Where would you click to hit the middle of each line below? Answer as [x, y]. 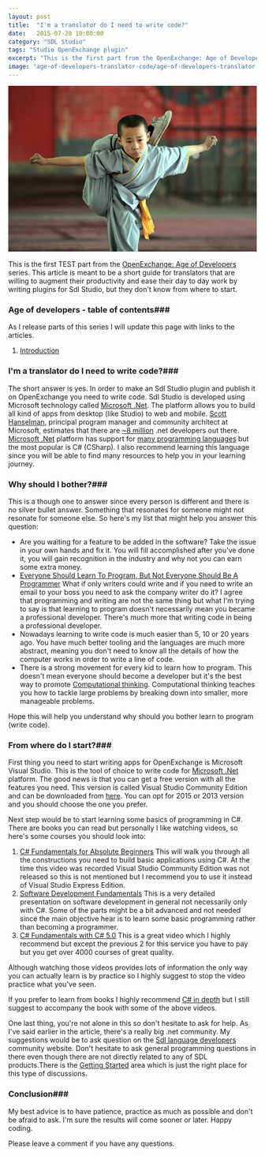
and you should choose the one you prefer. [78, 804]
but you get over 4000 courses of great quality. [97, 952]
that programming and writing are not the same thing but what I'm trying [137, 600]
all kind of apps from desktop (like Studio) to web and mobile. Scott [118, 413]
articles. [21, 335]
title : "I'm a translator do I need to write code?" [99, 25]
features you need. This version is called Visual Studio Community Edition [128, 788]
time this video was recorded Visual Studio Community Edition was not [134, 869]
